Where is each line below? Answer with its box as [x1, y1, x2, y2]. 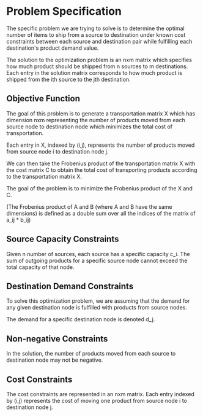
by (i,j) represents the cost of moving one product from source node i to [6, 397, 188, 404]
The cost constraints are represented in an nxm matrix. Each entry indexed [6, 391, 194, 397]
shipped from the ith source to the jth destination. [6, 76, 131, 83]
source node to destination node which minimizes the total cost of [6, 123, 173, 130]
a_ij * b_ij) [6, 216, 31, 224]
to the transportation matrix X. [6, 173, 83, 180]
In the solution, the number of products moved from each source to [6, 350, 176, 357]
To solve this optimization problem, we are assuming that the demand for [6, 297, 190, 305]
